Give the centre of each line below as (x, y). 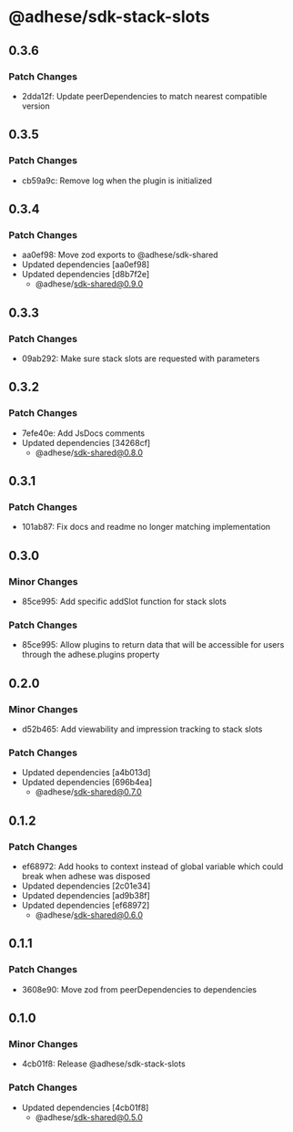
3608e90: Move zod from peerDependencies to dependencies (139, 989)
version (36, 106)
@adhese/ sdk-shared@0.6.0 (89, 915)
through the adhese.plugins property (91, 655)
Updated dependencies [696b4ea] (86, 783)
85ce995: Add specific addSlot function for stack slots (124, 601)
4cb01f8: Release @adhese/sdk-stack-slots (103, 1064)
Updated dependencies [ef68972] (86, 905)
